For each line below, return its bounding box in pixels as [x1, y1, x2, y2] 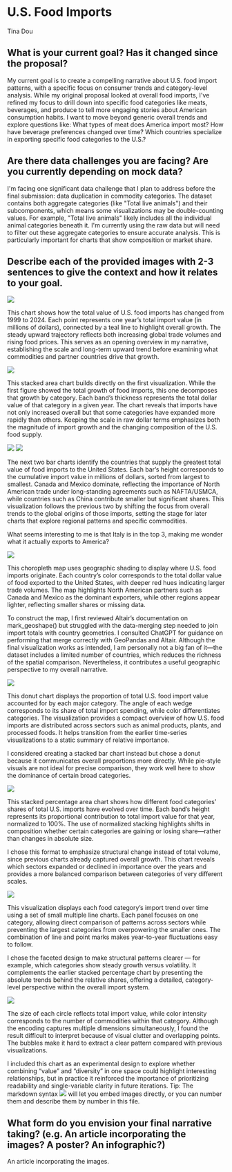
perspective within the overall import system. [21, 983, 151, 992]
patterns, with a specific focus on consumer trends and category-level [7, 84, 208, 92]
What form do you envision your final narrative [7, 1117, 212, 1129]
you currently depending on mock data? [7, 166, 183, 178]
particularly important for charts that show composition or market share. [7, 236, 213, 244]
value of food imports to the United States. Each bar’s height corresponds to [7, 465, 224, 474]
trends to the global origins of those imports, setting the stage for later [7, 510, 207, 518]
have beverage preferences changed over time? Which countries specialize [7, 127, 222, 136]
